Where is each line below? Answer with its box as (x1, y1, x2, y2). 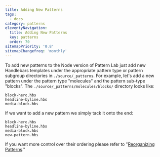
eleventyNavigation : (5, 26, 48, 31)
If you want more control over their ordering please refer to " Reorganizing (5, 141, 155, 147)
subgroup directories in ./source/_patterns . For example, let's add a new (5, 73, 155, 78)
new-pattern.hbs (5, 132, 39, 137)
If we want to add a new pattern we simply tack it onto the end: (5, 110, 133, 116)
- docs (9, 16, 23, 21)
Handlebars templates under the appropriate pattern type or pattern (5, 67, 143, 73)
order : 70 (9, 39, 30, 44)
